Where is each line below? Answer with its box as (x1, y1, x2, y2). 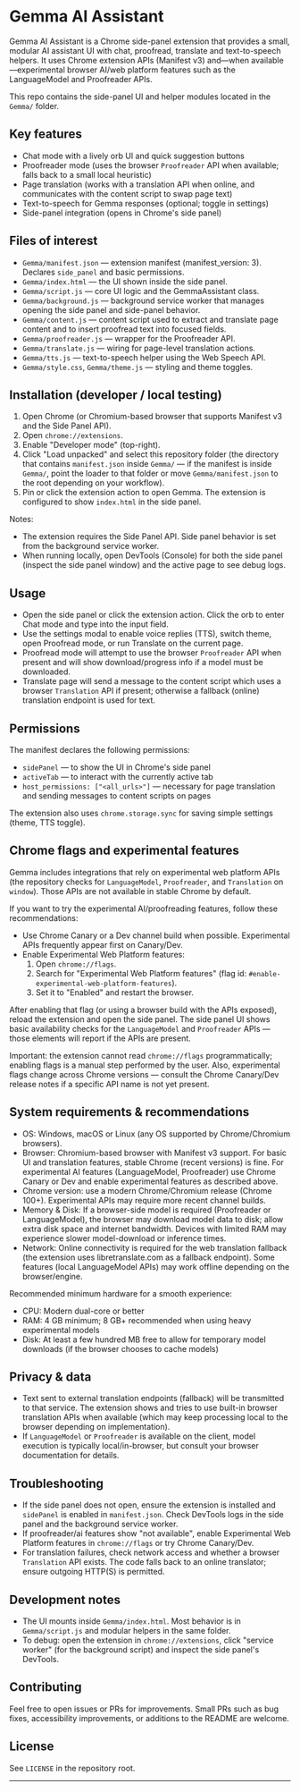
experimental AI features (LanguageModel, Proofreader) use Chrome (21, 1166, 277, 1177)
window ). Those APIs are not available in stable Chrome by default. (9, 885, 252, 896)
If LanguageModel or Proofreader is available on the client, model (21, 1431, 256, 1441)
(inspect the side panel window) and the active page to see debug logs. (21, 560, 286, 570)
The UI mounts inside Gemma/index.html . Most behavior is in (21, 1616, 241, 1626)
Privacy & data (9, 1370, 92, 1385)
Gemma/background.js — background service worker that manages (21, 295, 265, 306)
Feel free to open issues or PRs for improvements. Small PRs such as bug (9, 1703, 279, 1714)
